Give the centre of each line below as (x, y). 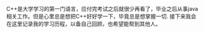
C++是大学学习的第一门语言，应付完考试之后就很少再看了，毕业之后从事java (102, 9)
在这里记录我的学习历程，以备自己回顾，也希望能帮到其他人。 (84, 24)
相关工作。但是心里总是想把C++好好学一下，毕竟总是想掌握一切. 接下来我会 (101, 16)
